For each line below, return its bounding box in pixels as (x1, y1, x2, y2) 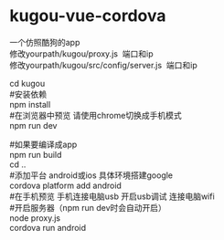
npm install (9, 99, 51, 110)
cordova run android (9, 222, 87, 233)
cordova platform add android (9, 180, 122, 191)
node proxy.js (9, 212, 61, 224)
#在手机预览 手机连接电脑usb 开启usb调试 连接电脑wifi (9, 191, 215, 202)
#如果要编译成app (9, 139, 78, 150)
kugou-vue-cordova (9, 5, 166, 26)
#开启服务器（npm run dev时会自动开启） (9, 202, 166, 213)
